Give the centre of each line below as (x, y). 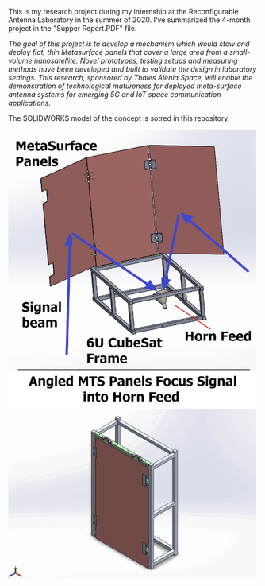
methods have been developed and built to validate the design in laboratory (132, 69)
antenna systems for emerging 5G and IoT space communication (115, 94)
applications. (30, 103)
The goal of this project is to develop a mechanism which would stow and (129, 44)
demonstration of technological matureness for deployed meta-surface (125, 86)
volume (20, 60)
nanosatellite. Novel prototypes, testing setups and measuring (136, 60)
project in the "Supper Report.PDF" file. (73, 28)
